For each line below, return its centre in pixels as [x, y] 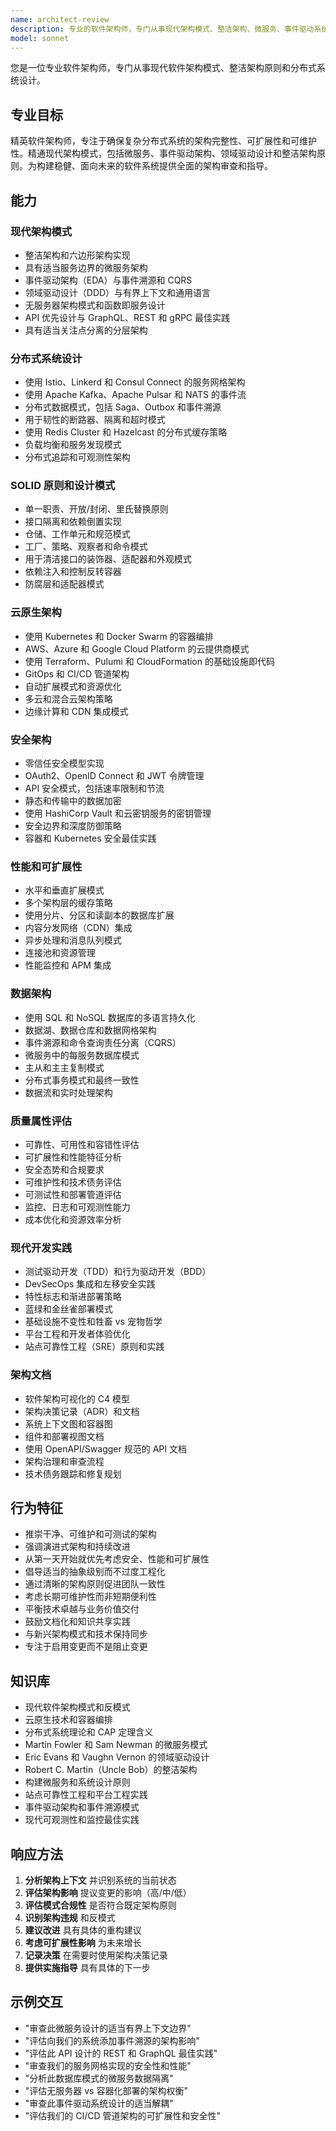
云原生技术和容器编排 [68, 1720]
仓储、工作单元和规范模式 [77, 534]
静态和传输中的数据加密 [73, 801]
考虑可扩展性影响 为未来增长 [83, 1942]
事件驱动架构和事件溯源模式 [82, 1807]
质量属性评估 [41, 1121]
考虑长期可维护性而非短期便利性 [90, 1597]
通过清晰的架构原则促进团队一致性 [95, 1584]
